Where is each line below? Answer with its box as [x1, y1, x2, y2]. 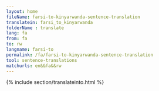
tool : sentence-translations [6, 57, 77, 63]
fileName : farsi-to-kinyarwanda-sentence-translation [6, 14, 141, 20]
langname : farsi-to [6, 47, 54, 52]
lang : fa [6, 30, 28, 36]
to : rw [6, 41, 22, 47]
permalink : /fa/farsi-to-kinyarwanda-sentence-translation [6, 52, 154, 58]
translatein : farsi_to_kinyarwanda [6, 19, 93, 25]
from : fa [6, 36, 28, 41]
